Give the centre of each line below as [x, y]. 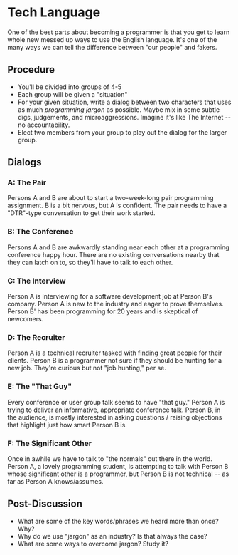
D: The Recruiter [36, 337]
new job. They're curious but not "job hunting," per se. [87, 368]
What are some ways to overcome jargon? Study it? [93, 544]
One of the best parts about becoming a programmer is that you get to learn [119, 32]
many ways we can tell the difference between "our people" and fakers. [112, 47]
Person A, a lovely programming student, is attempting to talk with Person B [118, 466]
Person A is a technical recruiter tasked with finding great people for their [115, 353]
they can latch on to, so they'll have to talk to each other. [90, 262]
